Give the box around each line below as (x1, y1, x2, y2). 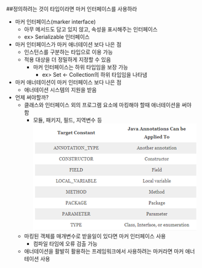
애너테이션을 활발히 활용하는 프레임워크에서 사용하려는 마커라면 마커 (24, 247, 184, 255)
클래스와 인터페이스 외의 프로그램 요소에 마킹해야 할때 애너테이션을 (24, 102, 181, 108)
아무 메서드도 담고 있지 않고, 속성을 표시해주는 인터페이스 (24, 26, 158, 33)
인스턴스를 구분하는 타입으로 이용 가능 (24, 48, 113, 56)
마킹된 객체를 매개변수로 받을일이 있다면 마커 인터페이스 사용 (24, 232, 166, 240)
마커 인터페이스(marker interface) (14, 18, 96, 25)
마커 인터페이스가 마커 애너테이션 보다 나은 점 (14, 41, 122, 48)
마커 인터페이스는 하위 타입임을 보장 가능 (33, 64, 128, 71)
